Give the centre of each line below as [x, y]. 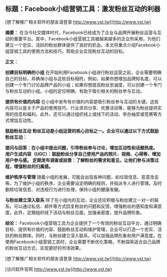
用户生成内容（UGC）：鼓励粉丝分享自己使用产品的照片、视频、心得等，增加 [83, 154]
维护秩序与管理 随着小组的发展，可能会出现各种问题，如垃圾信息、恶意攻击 [82, 177]
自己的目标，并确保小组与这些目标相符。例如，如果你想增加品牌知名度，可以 [83, 78]
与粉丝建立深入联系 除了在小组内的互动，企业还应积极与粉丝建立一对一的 [80, 200]
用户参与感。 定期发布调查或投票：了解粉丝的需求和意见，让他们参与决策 [80, 160]
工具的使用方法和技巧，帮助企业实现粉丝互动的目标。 [73, 51]
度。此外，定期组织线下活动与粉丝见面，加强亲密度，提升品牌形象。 [75, 212]
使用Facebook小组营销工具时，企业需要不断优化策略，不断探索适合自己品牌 [83, 242]
